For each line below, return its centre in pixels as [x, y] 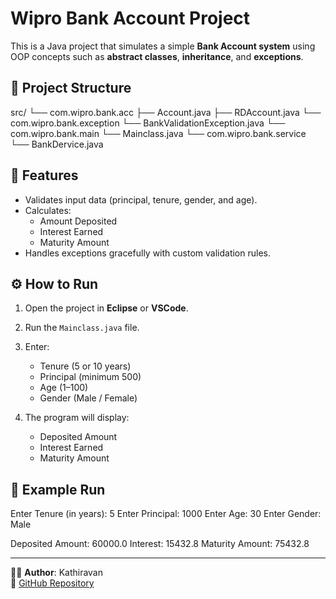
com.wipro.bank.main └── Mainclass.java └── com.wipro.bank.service [158, 133]
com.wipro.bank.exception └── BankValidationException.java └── [148, 123]
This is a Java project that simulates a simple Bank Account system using [163, 46]
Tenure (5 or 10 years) [85, 366]
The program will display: [77, 418]
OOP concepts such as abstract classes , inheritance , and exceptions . [157, 56]
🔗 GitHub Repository [52, 583]
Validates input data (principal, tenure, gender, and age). [141, 199]
